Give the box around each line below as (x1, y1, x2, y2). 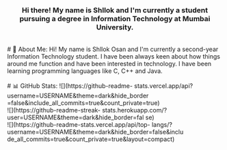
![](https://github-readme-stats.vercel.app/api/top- (7, 121, 150, 129)
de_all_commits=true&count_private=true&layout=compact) (7, 135, 175, 143)
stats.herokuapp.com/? (102, 106, 168, 115)
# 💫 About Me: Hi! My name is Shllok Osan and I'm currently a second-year (7, 45, 219, 53)
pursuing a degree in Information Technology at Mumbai (19, 14, 211, 23)
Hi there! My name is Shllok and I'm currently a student (21, 5, 209, 15)
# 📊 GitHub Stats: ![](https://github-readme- (7, 82, 133, 90)
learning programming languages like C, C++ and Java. (7, 67, 163, 75)
